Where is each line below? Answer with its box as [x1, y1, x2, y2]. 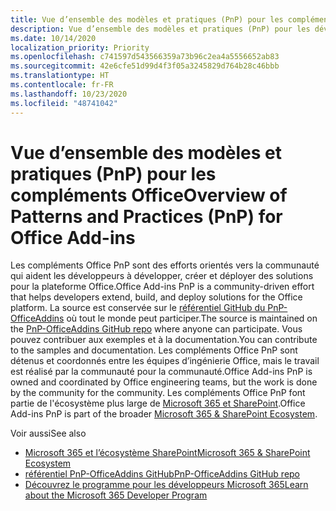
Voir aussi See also [10, 427, 87, 440]
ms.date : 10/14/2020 [10, 33, 97, 43]
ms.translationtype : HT [10, 71, 110, 81]
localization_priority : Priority [10, 42, 150, 53]
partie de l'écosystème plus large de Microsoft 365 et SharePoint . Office [10, 397, 306, 410]
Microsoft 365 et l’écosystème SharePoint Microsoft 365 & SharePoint [24, 447, 311, 459]
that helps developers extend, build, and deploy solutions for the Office [10, 291, 303, 303]
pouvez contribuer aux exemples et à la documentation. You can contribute [10, 334, 318, 346]
